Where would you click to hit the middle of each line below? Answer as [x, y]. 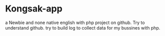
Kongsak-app [34, 9]
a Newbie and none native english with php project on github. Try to [75, 22]
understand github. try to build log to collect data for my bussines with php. [83, 27]
